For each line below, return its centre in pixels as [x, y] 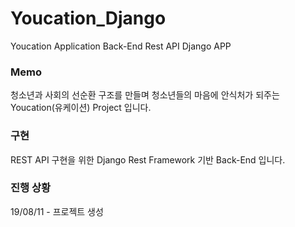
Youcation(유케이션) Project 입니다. [81, 108]
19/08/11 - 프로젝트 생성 [57, 211]
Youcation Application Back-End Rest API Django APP [121, 46]
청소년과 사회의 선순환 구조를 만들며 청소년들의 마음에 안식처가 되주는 [145, 95]
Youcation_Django [88, 18]
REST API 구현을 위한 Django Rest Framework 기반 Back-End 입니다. [148, 159]
